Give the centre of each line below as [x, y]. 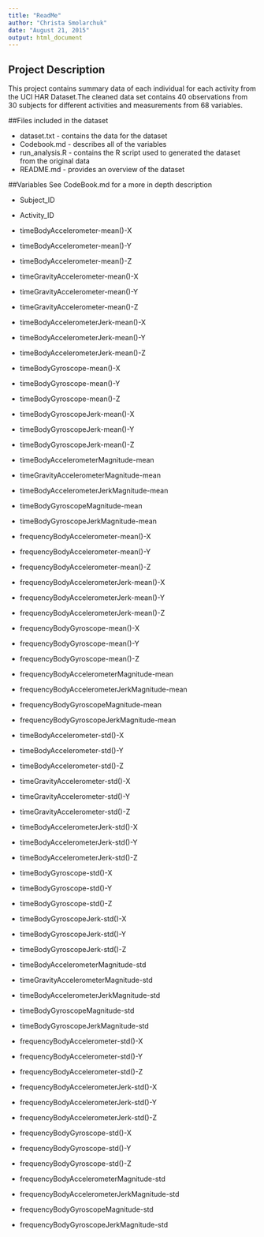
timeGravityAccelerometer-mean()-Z [79, 307]
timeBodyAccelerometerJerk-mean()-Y [82, 338]
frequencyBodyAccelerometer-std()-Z [81, 1072]
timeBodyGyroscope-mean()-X [70, 369]
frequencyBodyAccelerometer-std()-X [81, 1041]
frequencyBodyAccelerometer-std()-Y [81, 1057]
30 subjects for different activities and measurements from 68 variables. [125, 105]
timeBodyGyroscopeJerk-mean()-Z [77, 445]
